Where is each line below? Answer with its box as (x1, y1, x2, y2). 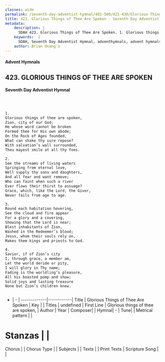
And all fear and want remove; (5, 175, 69, 180)
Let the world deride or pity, (5, 261, 69, 266)
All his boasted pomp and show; (5, 274, 71, 279)
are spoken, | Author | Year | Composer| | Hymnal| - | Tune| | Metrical (12, 307, 153, 313)
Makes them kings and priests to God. (5, 238, 84, 243)
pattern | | (12, 313, 33, 319)
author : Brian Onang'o (14, 44, 60, 49)
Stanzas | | (5, 330, 50, 341)
